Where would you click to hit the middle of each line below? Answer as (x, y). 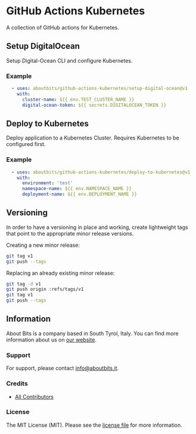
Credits (17, 384)
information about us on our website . (52, 340)
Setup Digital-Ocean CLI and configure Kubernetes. (69, 60)
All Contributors (34, 396)
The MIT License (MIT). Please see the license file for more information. (94, 425)
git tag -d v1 (24, 284)
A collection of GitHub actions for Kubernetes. (63, 27)
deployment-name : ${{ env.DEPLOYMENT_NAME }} (79, 194)
